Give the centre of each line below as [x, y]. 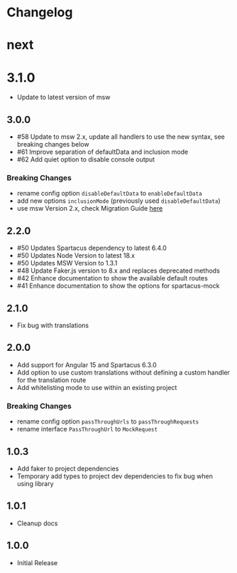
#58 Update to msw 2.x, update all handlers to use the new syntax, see [121, 137]
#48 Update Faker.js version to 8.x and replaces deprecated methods [118, 270]
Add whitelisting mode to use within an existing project [97, 387]
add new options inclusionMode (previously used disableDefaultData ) [118, 201]
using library [35, 483]
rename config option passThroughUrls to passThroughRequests [108, 421]
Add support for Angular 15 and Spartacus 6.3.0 [87, 364]
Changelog [40, 12]
